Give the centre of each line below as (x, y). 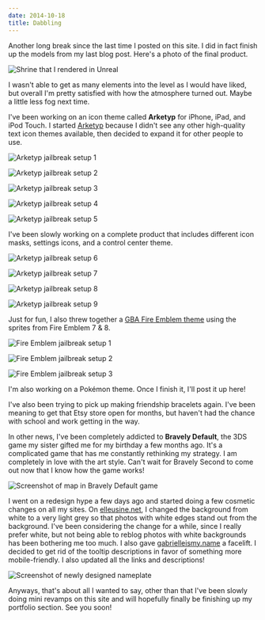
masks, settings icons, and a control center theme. (91, 242)
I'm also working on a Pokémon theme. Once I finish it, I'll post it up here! (127, 389)
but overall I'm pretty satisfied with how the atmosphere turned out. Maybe (130, 93)
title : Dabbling (35, 23)
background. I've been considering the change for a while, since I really (125, 526)
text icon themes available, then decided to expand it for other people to (126, 133)
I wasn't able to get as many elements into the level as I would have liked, (127, 85)
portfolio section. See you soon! (60, 607)
